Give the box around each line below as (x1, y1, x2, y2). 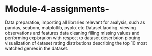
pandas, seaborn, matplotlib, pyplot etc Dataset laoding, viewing (5, 24, 136, 30)
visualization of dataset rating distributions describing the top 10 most (5, 40, 147, 46)
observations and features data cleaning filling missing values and (5, 30, 140, 36)
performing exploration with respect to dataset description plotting (5, 35, 141, 41)
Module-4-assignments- (5, 3, 110, 15)
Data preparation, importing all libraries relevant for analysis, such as (5, 19, 145, 25)
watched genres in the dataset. (5, 45, 68, 51)
